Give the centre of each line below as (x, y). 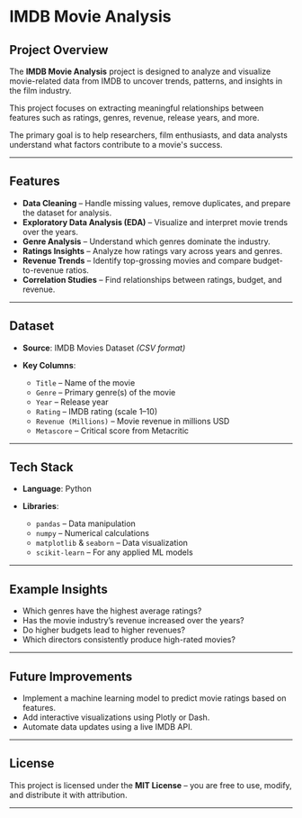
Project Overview (59, 50)
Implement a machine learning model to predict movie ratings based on (154, 698)
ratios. (78, 270)
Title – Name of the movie (85, 382)
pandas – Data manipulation (86, 523)
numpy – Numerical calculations (93, 533)
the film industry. (40, 91)
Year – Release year (72, 402)
